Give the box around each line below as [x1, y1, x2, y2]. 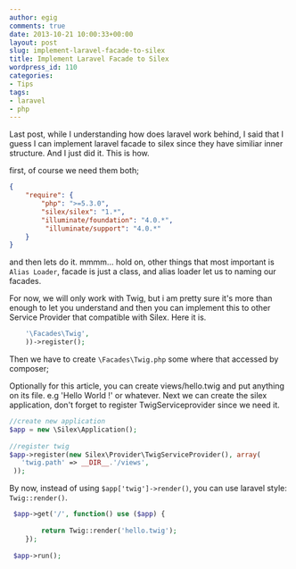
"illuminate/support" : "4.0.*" [45, 224, 162, 233]
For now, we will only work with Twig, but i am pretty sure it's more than [9, 293, 273, 304]
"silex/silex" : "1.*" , [41, 207, 126, 216]
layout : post [9, 38, 58, 47]
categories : [9, 71, 53, 80]
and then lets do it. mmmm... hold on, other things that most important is [9, 256, 275, 268]
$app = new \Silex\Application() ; [9, 425, 138, 434]
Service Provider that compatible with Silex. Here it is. [9, 312, 207, 322]
